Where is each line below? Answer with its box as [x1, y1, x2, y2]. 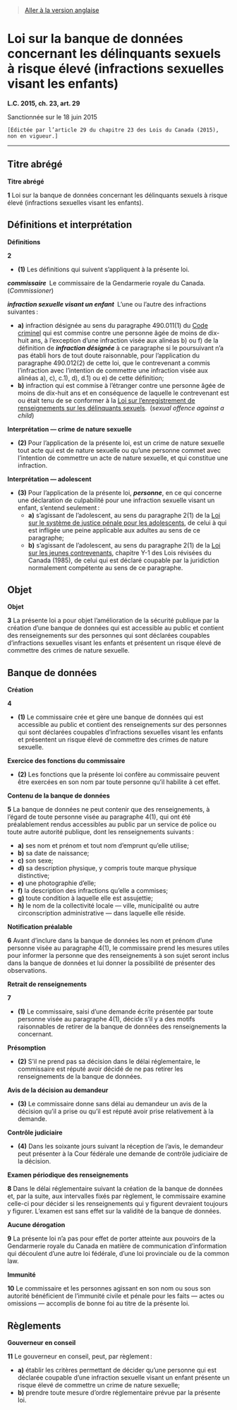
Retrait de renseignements [7, 980, 87, 988]
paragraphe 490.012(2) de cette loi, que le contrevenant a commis [17, 358, 210, 367]
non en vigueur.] [7, 132, 59, 140]
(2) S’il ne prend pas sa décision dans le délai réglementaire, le [17, 1057, 201, 1066]
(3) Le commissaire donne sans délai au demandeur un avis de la [17, 1100, 207, 1108]
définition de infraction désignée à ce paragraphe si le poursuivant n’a [17, 343, 224, 352]
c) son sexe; [17, 856, 54, 865]
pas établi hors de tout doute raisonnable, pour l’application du [17, 351, 200, 360]
